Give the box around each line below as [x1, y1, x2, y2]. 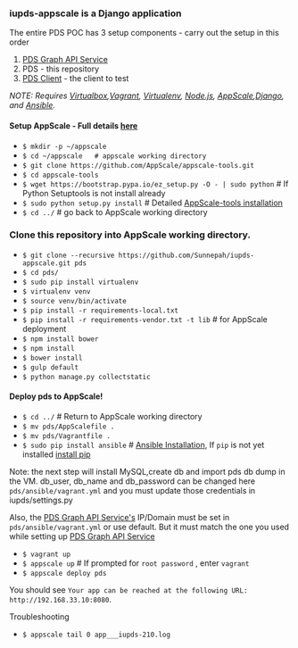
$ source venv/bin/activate [21, 296, 127, 305]
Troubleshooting [9, 611, 70, 622]
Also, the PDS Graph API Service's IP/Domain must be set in [9, 512, 230, 522]
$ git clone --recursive [21, 251, 115, 260]
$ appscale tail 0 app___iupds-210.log [21, 630, 171, 639]
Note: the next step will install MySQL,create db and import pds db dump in [9, 467, 286, 477]
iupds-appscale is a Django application [9, 7, 182, 20]
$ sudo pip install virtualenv [21, 278, 139, 287]
